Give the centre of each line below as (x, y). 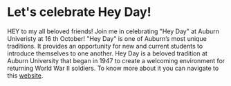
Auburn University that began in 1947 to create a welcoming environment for (116, 60)
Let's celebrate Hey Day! (79, 12)
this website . (25, 75)
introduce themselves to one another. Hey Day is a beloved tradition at (107, 53)
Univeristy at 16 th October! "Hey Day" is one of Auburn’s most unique (107, 38)
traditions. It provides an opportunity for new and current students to (105, 46)
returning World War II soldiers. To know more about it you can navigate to (113, 68)
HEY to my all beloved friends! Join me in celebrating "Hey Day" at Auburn (113, 31)
